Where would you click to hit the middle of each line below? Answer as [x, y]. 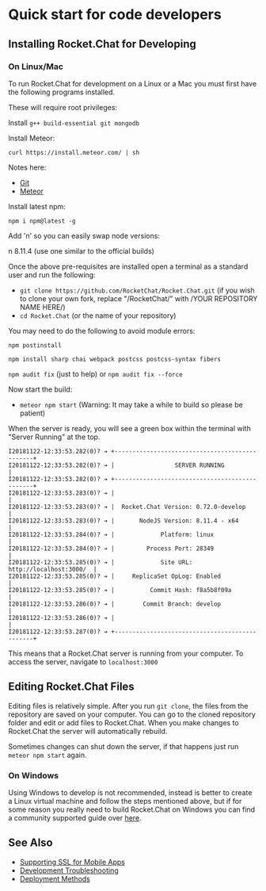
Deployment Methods [55, 878]
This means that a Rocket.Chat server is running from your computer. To [126, 653]
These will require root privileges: [63, 107]
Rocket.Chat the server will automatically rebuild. [88, 731]
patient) [32, 413]
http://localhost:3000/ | [53, 569]
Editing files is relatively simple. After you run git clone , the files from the [128, 706]
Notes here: [27, 167]
